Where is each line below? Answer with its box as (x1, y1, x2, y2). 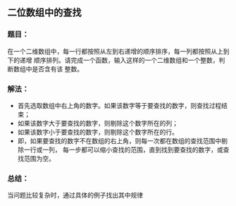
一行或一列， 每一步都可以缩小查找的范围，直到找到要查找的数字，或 (23, 145, 223, 154)
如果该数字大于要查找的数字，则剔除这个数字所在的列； (17, 119, 178, 127)
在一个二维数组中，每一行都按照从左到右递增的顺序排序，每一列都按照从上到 (7, 47, 230, 55)
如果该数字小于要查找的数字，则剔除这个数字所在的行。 (17, 128, 178, 136)
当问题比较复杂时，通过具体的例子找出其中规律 (7, 191, 143, 200)
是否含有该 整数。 (31, 64, 83, 73)
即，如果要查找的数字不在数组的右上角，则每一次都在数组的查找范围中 (17, 136, 222, 145)
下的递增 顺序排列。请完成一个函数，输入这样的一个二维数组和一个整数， (7, 56, 219, 64)
